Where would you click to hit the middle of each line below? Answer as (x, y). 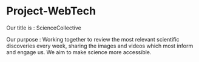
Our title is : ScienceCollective (44, 28)
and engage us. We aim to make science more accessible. (79, 52)
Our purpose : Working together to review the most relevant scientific (93, 39)
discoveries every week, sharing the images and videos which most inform (100, 46)
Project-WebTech (51, 11)
